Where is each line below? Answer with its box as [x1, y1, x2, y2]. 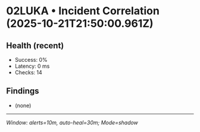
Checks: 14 [14, 69, 43, 76]
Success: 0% [14, 56, 48, 63]
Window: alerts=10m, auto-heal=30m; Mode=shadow [6, 119, 139, 126]
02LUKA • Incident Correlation [6, 4, 160, 18]
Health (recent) [6, 40, 64, 51]
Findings [6, 86, 40, 96]
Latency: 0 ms [14, 62, 50, 70]
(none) [14, 102, 32, 109]
